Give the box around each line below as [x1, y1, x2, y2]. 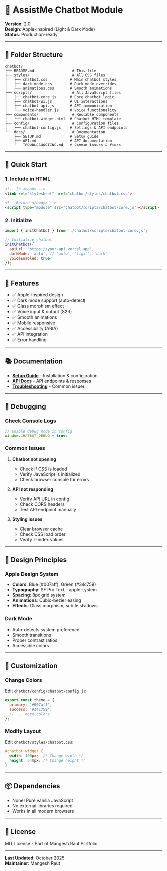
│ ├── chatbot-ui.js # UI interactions [5, 99, 108, 104]
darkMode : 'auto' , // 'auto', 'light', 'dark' [9, 251, 108, 256]
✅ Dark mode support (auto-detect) [12, 297, 86, 303]
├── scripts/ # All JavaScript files [5, 90, 121, 95]
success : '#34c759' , [9, 707, 52, 712]
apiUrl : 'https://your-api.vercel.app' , [9, 246, 94, 251]
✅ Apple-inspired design [12, 292, 63, 298]
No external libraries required [12, 803, 73, 809]
